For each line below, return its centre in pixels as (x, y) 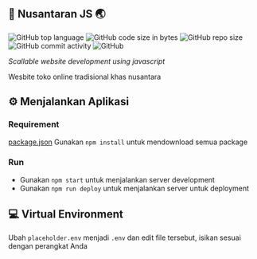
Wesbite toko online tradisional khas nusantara (85, 77)
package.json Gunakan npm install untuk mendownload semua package (128, 142)
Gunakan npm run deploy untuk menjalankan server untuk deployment (134, 188)
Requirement (34, 124)
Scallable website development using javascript (87, 61)
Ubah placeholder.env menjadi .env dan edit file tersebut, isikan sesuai (125, 237)
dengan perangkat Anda (48, 245)
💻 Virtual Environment (66, 214)
